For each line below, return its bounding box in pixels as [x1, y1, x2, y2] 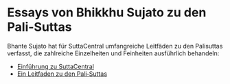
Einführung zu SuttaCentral [16, 62, 95, 70]
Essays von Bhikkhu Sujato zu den [7, 5, 207, 20]
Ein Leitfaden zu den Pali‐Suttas [16, 70, 108, 78]
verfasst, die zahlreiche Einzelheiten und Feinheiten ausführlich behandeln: [7, 49, 220, 57]
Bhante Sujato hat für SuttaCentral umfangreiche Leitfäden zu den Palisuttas [7, 42, 223, 50]
